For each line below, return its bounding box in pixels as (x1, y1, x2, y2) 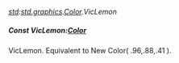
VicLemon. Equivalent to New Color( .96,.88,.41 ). (8, 45, 172, 55)
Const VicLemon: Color (8, 25, 87, 35)
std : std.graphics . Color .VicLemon (8, 7, 118, 16)
